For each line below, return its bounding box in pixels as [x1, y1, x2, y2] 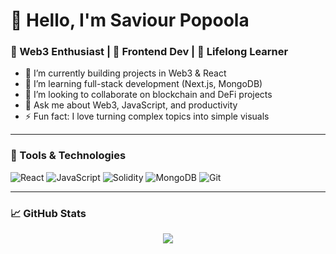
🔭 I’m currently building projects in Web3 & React [24, 67, 227, 79]
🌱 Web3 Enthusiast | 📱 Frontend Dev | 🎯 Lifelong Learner [10, 45, 289, 59]
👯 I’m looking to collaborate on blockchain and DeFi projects [24, 89, 273, 101]
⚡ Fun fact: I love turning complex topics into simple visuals [24, 110, 270, 123]
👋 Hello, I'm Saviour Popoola [10, 9, 250, 32]
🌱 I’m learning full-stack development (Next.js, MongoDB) [24, 78, 263, 90]
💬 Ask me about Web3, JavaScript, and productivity [24, 99, 238, 111]
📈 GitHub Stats [10, 206, 87, 220]
